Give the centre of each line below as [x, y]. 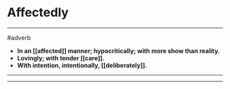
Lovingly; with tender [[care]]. [61, 58]
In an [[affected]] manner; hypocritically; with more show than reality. [118, 51]
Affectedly [38, 13]
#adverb [19, 37]
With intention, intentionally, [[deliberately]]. [82, 65]
